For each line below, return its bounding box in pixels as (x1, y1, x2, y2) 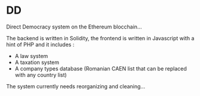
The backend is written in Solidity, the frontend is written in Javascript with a (6, 34, 195, 41)
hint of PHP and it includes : (6, 41, 75, 48)
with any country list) (14, 71, 67, 78)
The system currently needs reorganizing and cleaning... (6, 82, 145, 89)
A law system (14, 52, 48, 59)
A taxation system (14, 59, 60, 66)
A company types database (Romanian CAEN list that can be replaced (14, 65, 187, 72)
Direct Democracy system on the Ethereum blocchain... (6, 23, 142, 30)
